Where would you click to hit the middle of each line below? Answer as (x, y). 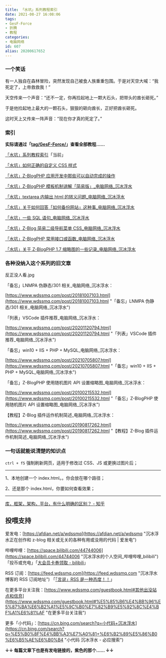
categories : (17, 38)
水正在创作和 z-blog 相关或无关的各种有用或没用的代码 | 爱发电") (71, 539)
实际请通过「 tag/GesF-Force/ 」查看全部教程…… (55, 144)
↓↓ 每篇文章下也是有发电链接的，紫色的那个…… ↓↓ (59, 650)
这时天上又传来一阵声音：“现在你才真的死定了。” (54, 119)
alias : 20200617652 (25, 51)
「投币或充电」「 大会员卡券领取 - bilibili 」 (47, 562)
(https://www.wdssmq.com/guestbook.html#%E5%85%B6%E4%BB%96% (82, 601)
